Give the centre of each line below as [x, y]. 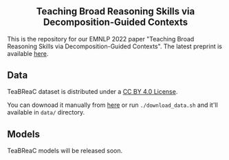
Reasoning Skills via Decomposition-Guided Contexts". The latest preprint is [115, 46]
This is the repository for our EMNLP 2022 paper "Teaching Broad [101, 39]
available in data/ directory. [46, 112]
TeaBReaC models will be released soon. [65, 151]
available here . [28, 53]
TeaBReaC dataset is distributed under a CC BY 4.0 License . [92, 92]
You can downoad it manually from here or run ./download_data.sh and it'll [112, 105]
